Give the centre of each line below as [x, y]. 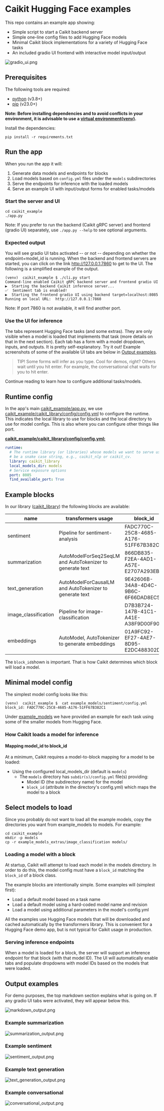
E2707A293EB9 [143, 571]
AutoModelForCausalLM [87, 582]
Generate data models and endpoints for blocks [60, 173]
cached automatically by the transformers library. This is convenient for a [79, 925]
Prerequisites [26, 77]
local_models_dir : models [36, 466]
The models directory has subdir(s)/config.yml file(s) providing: [84, 777]
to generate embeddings [87, 644]
